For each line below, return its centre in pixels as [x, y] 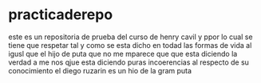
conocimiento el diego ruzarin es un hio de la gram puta [100, 70]
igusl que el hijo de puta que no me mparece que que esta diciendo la [123, 53]
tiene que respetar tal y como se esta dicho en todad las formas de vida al [130, 45]
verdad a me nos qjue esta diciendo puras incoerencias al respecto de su [129, 62]
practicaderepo [61, 15]
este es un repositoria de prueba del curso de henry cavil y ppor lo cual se [130, 37]
